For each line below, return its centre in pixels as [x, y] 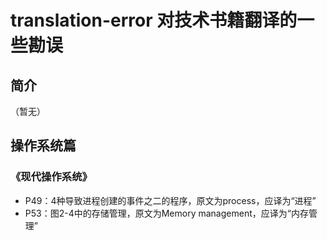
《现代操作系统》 [51, 177]
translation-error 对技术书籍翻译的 [154, 20]
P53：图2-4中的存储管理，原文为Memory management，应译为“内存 [166, 213]
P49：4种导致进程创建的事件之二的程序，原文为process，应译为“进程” [170, 200]
